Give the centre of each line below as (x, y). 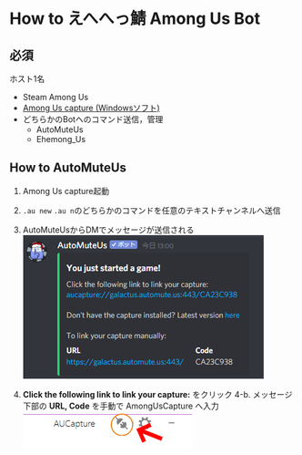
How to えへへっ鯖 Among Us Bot (135, 19)
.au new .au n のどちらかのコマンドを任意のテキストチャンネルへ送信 (151, 210)
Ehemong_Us (61, 139)
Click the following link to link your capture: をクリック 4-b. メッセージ (157, 394)
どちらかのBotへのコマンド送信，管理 (93, 119)
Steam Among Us (55, 97)
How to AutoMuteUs (68, 168)
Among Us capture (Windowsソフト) (91, 108)
